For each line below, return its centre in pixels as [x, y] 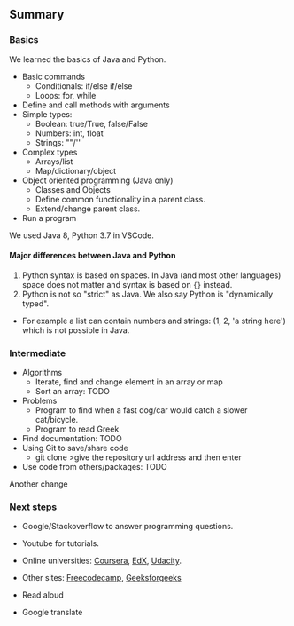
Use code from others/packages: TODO [95, 467]
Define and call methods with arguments [96, 105]
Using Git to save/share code [75, 448]
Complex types [50, 152]
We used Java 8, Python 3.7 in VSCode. [82, 235]
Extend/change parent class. [88, 209]
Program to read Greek [77, 429]
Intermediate [38, 353]
